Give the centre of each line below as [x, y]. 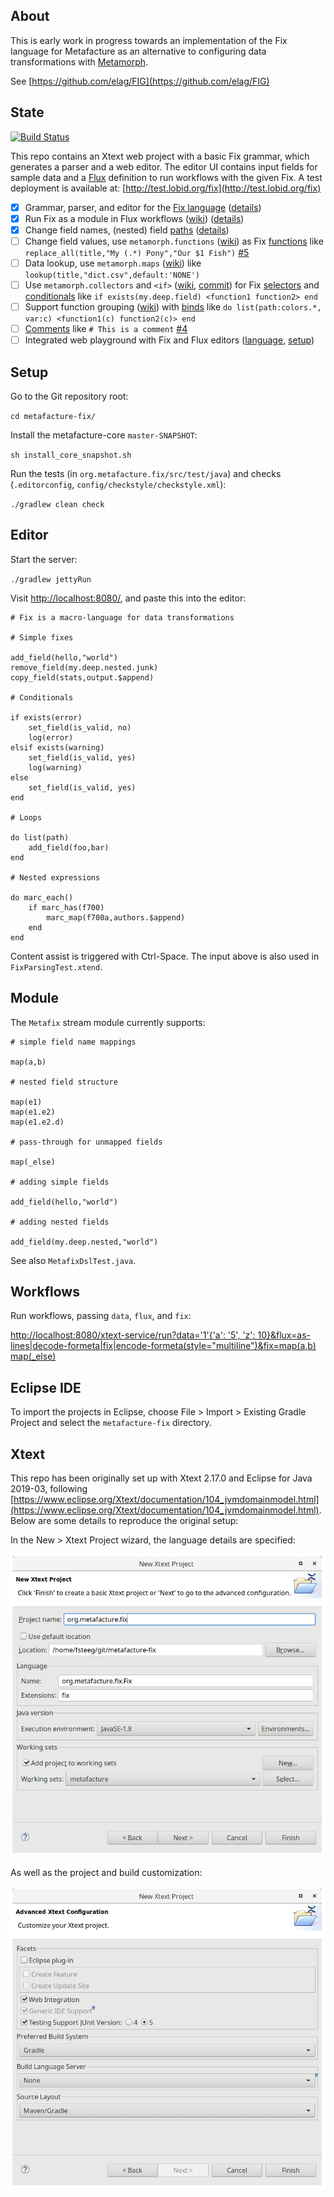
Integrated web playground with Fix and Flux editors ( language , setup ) [169, 340]
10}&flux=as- [284, 1335]
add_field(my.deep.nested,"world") [84, 1242]
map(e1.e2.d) [37, 1122]
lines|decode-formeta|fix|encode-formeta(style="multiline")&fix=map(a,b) [163, 1346]
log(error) [51, 737]
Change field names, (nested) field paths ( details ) [127, 230]
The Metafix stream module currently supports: [108, 1022]
